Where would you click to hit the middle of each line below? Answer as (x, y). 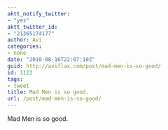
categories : (24, 46)
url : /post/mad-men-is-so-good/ (54, 99)
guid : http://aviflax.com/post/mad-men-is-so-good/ (84, 66)
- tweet (19, 86)
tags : (15, 79)
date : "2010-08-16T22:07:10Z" (51, 60)
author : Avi (24, 40)
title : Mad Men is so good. (48, 92)
